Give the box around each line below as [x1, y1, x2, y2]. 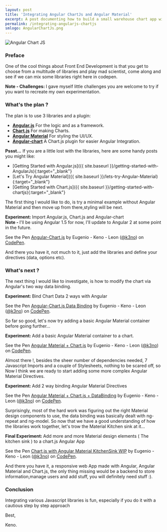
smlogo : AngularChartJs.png [5, 26, 64, 31]
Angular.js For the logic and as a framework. [12, 122, 104, 128]
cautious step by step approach [5, 503, 71, 509]
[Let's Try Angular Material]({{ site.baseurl [12, 173, 99, 179]
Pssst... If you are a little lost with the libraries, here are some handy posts [5, 148, 158, 154]
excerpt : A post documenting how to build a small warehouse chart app [5, 16, 157, 21]
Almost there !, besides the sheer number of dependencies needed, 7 [5, 357, 148, 363]
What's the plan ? [5, 101, 49, 108]
